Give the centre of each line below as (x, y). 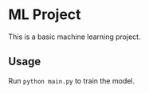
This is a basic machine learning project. (74, 37)
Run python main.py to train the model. (72, 80)
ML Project (45, 15)
